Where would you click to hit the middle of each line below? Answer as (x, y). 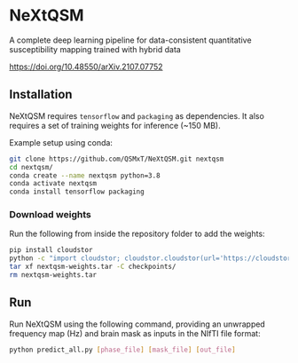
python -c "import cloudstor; (65, 258)
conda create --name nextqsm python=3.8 (85, 175)
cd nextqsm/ (31, 167)
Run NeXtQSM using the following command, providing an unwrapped (137, 324)
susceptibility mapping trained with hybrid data (95, 49)
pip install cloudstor (51, 250)
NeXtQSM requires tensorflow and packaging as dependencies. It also (137, 115)
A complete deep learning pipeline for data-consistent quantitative (130, 40)
